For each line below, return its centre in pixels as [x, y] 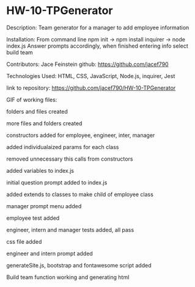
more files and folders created [44, 123]
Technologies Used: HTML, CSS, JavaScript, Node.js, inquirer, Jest [91, 76]
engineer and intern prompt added [50, 253]
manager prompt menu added [44, 206]
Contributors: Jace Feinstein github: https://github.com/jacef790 [88, 64]
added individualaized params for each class [63, 147]
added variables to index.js [40, 170]
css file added [24, 241]
